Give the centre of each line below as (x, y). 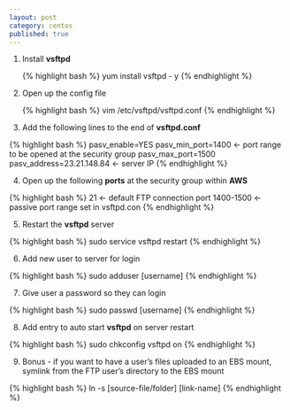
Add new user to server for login (81, 259)
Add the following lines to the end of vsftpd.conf (111, 128)
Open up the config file (64, 93)
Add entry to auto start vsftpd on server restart (108, 328)
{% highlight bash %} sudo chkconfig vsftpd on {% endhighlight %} (133, 344)
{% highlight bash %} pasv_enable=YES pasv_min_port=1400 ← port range (145, 145)
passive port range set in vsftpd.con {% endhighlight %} (112, 207)
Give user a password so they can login (94, 293)
